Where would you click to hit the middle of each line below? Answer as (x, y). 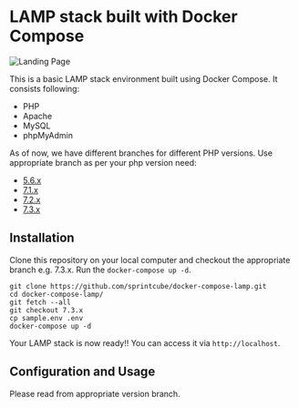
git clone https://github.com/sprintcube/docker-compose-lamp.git (138, 286)
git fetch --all (40, 302)
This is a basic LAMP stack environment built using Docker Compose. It (144, 78)
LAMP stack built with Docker (124, 17)
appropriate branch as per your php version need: (103, 162)
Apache (37, 116)
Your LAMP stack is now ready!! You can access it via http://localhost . (145, 342)
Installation (42, 238)
